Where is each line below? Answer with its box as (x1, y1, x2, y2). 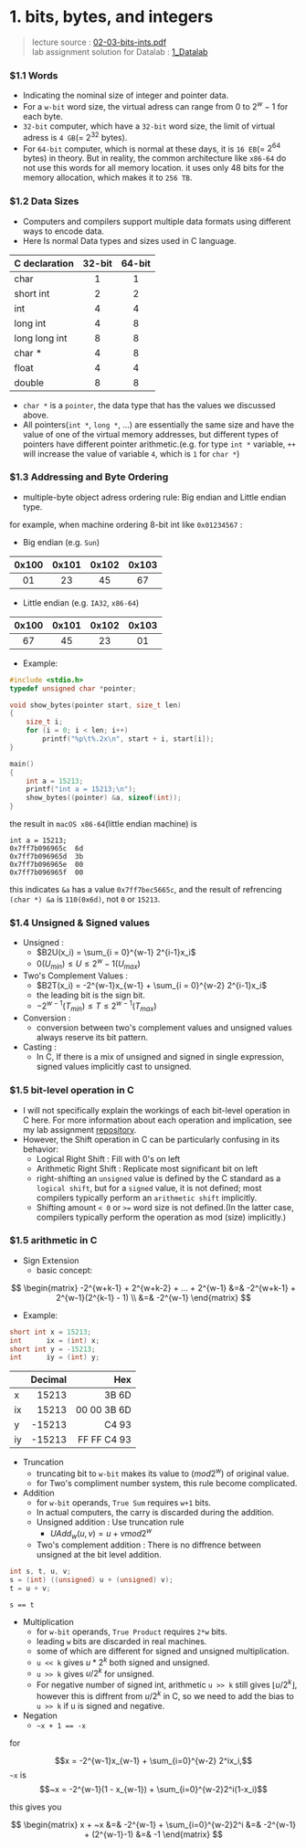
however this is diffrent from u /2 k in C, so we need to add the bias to (36, 1689, 294, 1701)
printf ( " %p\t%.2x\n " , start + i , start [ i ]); (42, 734, 215, 744)
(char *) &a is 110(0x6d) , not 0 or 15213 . (9, 893, 161, 905)
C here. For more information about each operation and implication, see (22, 1114, 292, 1125)
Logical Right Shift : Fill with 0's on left (36, 1153, 181, 1164)
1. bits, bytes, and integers (9, 6, 214, 27)
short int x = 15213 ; (9, 1327, 92, 1336)
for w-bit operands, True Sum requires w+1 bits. (36, 1497, 212, 1508)
